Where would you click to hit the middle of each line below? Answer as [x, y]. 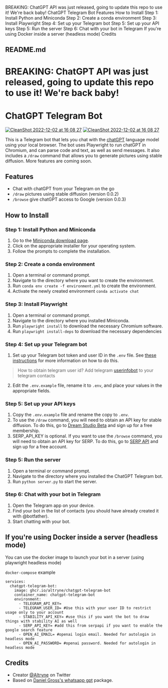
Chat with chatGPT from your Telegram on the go [63, 189]
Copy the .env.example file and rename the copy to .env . [71, 415]
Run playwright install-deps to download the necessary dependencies [87, 331]
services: [16, 581]
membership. [26, 431]
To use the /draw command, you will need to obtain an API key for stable [87, 420]
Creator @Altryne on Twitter [42, 675]
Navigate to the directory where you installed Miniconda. [71, 320]
